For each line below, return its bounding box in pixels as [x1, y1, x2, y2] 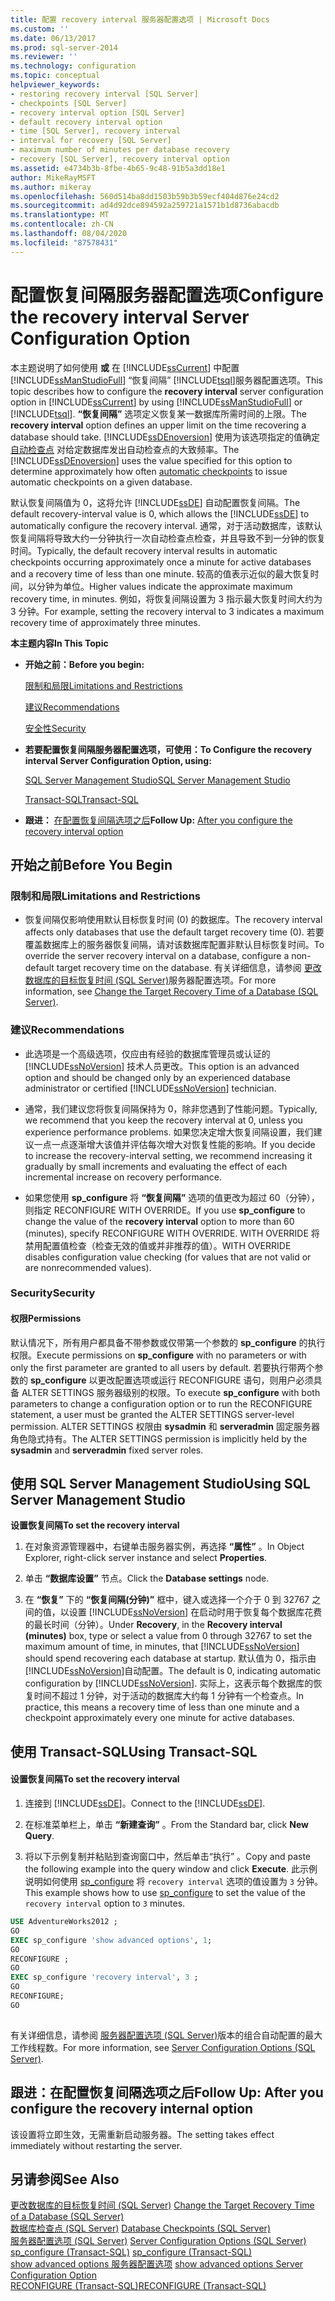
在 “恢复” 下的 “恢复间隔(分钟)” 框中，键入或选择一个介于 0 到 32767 [24, 1594, 310, 1606]
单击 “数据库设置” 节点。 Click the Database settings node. [24, 1572, 270, 1585]
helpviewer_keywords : [10, 80, 101, 90]
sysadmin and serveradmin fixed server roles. [10, 1444, 204, 1456]
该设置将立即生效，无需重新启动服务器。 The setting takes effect [10, 2128, 275, 2140]
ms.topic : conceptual [10, 71, 101, 81]
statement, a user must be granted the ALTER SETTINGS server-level [10, 1408, 295, 1420]
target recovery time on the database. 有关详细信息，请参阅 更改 [56, 962, 322, 974]
